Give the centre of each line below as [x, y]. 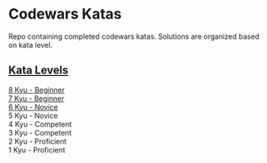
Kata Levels [38, 71]
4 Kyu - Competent [40, 124]
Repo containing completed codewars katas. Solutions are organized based [134, 36]
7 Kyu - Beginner [36, 98]
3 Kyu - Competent [40, 132]
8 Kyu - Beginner [37, 90]
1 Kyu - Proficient [37, 149]
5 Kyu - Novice [33, 115]
